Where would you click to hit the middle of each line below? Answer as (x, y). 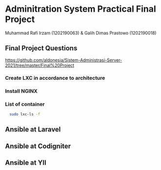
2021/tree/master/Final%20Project (40, 65)
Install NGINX (21, 91)
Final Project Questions (41, 48)
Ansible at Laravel (33, 130)
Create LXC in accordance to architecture (55, 78)
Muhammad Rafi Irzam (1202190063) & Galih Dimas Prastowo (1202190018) (81, 33)
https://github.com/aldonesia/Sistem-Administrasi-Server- (64, 60)
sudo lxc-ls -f (25, 114)
